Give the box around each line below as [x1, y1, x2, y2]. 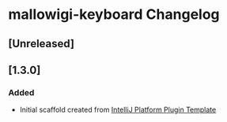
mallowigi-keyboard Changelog [8, 6, 220, 24]
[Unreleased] [8, 37, 75, 50]
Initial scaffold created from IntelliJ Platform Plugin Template [19, 105, 217, 115]
